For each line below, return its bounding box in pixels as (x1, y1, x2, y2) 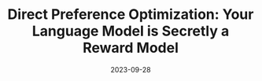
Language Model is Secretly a (31, 22, 230, 40)
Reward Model (82, 39, 179, 57)
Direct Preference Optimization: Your (7, 6, 254, 24)
